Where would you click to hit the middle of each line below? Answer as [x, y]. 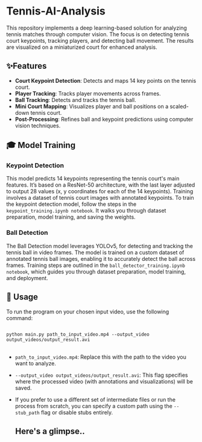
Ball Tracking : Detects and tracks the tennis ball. [76, 100]
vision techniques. [38, 126]
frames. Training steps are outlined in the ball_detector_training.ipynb [96, 265]
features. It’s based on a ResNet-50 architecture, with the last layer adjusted [101, 185]
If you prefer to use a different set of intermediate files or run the [95, 399]
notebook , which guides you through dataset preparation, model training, [96, 271]
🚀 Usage [22, 297]
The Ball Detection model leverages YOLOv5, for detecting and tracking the [100, 246]
